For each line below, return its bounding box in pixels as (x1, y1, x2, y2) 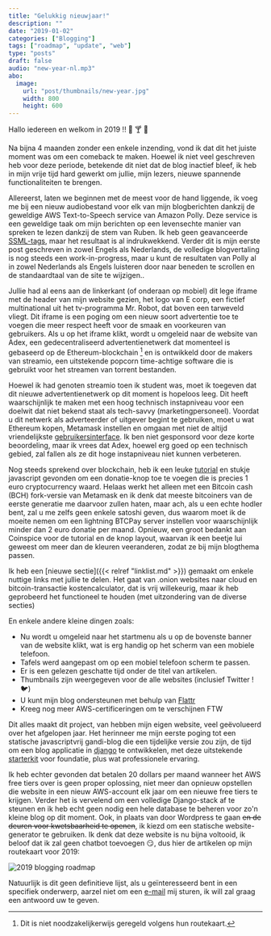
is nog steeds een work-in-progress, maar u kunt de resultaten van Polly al (8, 254, 256, 263)
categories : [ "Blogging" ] (8, 34, 95, 43)
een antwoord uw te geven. (8, 895, 99, 905)
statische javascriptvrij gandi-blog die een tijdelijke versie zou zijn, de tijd (8, 737, 252, 746)
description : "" (8, 19, 63, 27)
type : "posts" (8, 49, 56, 57)
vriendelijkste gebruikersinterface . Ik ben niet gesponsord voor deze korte (8, 431, 255, 441)
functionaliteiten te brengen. (8, 178, 102, 187)
